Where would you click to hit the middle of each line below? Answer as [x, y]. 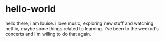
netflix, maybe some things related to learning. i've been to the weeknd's [82, 28]
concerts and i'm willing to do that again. [48, 34]
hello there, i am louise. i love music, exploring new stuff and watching [79, 23]
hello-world [31, 9]
